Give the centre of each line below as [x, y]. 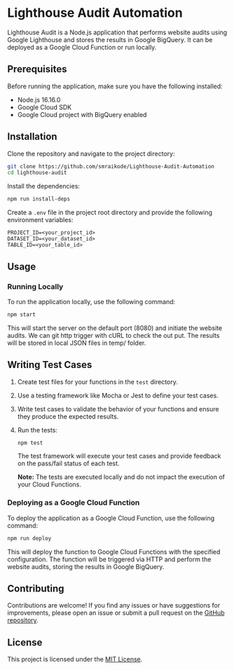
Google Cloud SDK [44, 107]
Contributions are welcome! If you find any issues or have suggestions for [114, 606]
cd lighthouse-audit [37, 173]
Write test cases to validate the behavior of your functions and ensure [118, 409]
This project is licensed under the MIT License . [75, 659]
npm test [30, 443]
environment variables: [40, 220]
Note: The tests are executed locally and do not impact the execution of [121, 477]
